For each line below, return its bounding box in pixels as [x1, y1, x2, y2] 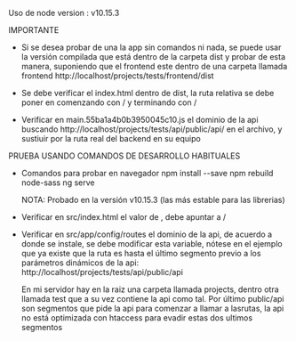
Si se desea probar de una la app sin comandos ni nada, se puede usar [20, 42, 282, 53]
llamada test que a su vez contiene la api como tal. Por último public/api [20, 294, 284, 304]
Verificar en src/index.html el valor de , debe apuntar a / [20, 212, 227, 222]
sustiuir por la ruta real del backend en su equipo [20, 134, 201, 143]
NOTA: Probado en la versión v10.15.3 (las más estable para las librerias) [20, 195, 285, 205]
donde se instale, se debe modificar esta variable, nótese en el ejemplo [20, 239, 283, 248]
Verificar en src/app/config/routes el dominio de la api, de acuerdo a [20, 229, 273, 240]
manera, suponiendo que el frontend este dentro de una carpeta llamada [20, 61, 288, 71]
